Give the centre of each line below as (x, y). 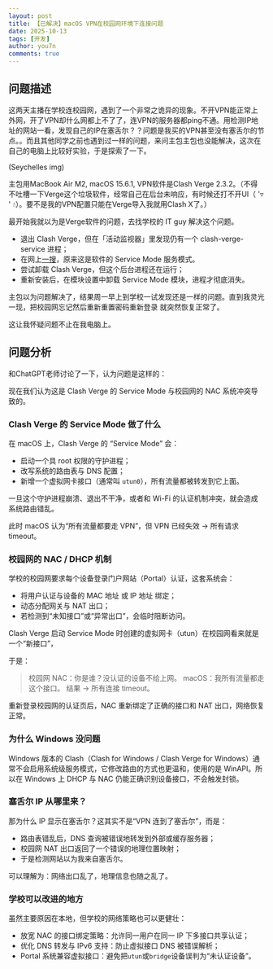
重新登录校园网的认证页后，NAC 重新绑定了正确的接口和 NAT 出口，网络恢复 (136, 706)
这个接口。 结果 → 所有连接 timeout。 (91, 688)
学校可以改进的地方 (46, 899)
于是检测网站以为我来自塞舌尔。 (74, 858)
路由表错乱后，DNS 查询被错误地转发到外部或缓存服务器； (118, 838)
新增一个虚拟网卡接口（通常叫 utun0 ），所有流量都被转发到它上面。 (132, 480)
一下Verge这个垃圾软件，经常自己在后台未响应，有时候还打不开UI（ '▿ (147, 194)
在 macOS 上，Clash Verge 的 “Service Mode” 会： (94, 443)
